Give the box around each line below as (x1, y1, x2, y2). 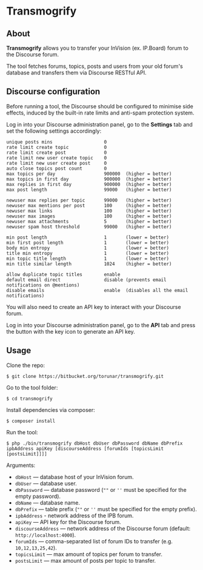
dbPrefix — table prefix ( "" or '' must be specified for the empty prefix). (15, 505, 197, 512)
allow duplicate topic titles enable (6, 271, 121, 277)
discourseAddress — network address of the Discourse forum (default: (15, 525, 191, 532)
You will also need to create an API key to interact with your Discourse (6, 303, 181, 310)
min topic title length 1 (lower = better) (6, 256, 170, 262)
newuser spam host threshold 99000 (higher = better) (6, 224, 172, 230)
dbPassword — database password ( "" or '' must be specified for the (15, 486, 187, 493)
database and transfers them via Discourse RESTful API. (6, 69, 147, 76)
